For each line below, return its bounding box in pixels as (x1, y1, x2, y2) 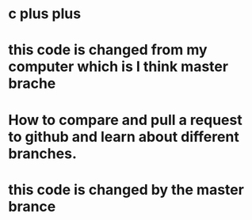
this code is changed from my (8, 41, 208, 59)
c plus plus (8, 5, 82, 23)
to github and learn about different (8, 127, 239, 146)
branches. (8, 144, 77, 162)
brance (8, 197, 56, 215)
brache (8, 74, 56, 93)
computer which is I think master (8, 58, 228, 76)
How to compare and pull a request (8, 111, 243, 129)
